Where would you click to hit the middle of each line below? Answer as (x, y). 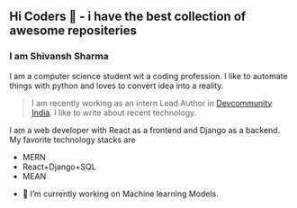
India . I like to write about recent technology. (114, 113)
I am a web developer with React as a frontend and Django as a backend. (145, 130)
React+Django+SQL (59, 167)
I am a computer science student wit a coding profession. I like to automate (148, 76)
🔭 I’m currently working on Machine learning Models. (120, 194)
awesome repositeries (73, 31)
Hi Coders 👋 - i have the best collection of (128, 17)
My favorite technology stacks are (73, 140)
